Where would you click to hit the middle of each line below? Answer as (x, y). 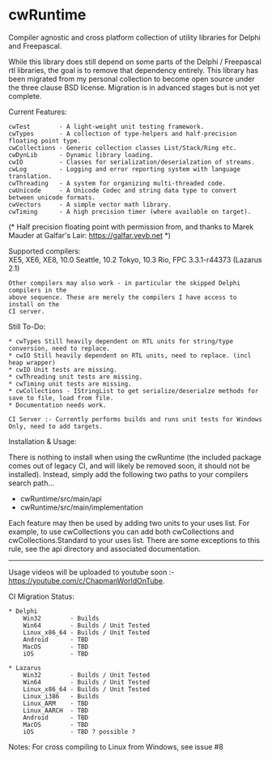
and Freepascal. (35, 45)
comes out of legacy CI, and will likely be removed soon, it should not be (130, 465)
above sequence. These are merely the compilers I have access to (123, 297)
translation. (30, 176)
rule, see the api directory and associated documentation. (104, 549)
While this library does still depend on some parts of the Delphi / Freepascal (135, 62)
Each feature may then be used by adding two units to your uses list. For (129, 523)
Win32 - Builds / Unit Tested (87, 675)
